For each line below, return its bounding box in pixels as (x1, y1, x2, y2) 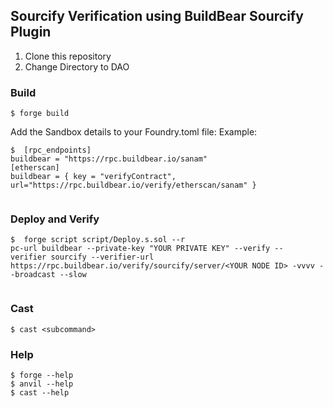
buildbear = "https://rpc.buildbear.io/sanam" (10, 154, 208, 164)
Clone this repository (24, 50, 112, 62)
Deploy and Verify (10, 212, 100, 226)
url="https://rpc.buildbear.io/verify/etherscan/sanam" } (10, 180, 257, 191)
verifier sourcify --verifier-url (10, 252, 155, 263)
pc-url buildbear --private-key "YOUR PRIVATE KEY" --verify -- (10, 244, 284, 254)
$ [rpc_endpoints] (10, 145, 92, 156)
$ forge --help (10, 370, 74, 380)
